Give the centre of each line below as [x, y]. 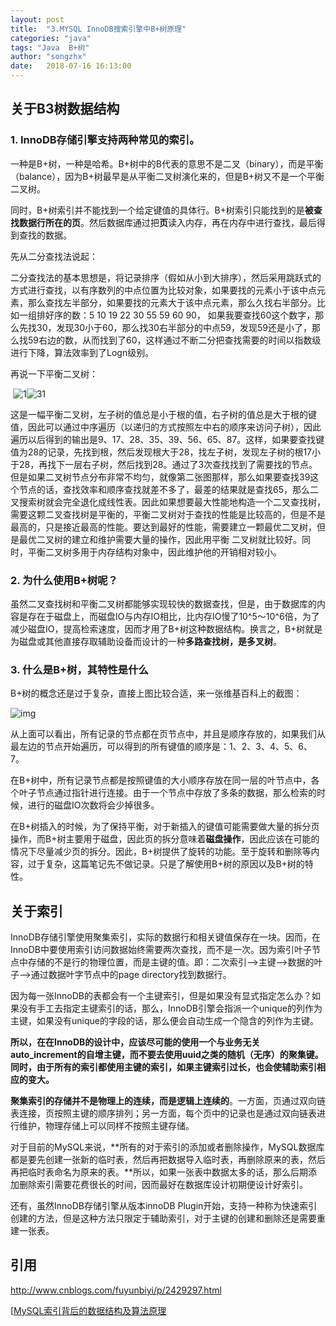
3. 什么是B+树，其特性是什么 [79, 669]
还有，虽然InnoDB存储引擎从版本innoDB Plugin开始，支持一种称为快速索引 [164, 1206]
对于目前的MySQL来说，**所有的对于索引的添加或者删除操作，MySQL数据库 [167, 1147]
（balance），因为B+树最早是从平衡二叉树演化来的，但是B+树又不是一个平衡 [167, 176]
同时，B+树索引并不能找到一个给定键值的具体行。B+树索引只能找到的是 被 [162, 210]
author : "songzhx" [48, 57]
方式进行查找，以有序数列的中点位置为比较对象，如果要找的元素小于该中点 [163, 290]
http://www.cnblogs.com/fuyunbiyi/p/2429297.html [116, 1290]
